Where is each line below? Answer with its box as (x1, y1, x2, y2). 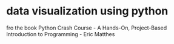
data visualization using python (6, 4, 169, 18)
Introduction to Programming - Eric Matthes (6, 30, 115, 37)
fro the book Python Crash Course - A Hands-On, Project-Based (6, 24, 167, 31)
